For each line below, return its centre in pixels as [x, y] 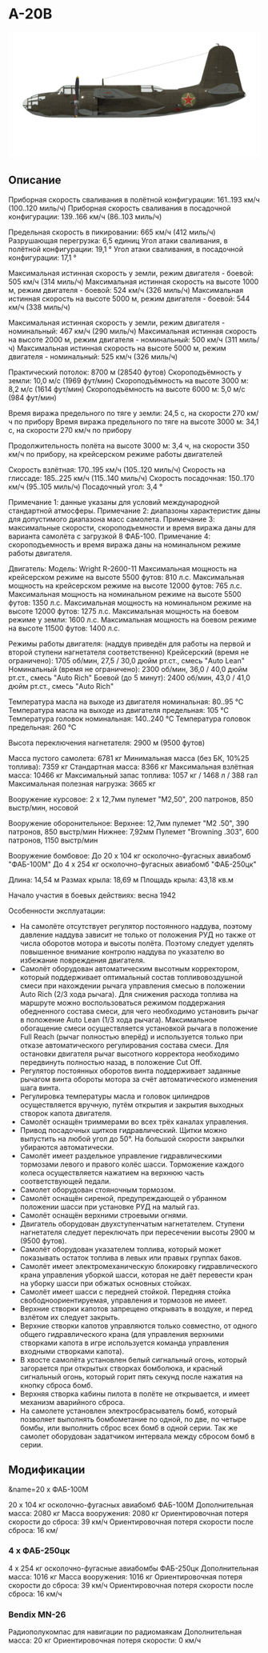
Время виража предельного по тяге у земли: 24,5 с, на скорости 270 [127, 413]
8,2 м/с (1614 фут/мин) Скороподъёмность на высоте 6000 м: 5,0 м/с [127, 389]
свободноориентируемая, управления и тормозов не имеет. [124, 1300]
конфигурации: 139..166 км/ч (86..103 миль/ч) [85, 216]
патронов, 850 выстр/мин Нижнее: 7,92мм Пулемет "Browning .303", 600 [134, 831]
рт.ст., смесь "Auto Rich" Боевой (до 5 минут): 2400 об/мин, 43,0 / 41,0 [129, 678]
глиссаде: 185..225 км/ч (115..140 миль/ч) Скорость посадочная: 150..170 [131, 478]
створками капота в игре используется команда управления [124, 1343]
